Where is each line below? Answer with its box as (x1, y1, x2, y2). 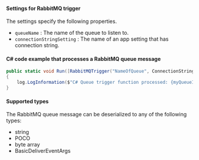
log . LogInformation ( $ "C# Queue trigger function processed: (17, 80, 168, 86)
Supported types (6, 97, 49, 105)
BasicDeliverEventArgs (14, 148, 71, 155)
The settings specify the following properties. (6, 18, 117, 25)
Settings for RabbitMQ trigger (6, 5, 81, 12)
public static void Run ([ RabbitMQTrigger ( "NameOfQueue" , (6, 68, 150, 74)
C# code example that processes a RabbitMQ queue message (6, 55, 161, 62)
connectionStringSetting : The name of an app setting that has (14, 35, 169, 43)
